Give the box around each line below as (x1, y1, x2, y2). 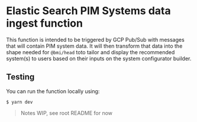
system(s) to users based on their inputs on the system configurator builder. (6, 55, 192, 62)
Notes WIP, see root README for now (20, 109, 113, 116)
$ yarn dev (6, 99, 33, 105)
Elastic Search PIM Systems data (6, 4, 171, 18)
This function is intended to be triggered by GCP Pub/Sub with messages (6, 36, 185, 43)
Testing (6, 72, 35, 82)
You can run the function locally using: (6, 87, 100, 95)
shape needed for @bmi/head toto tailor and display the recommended (6, 48, 175, 55)
